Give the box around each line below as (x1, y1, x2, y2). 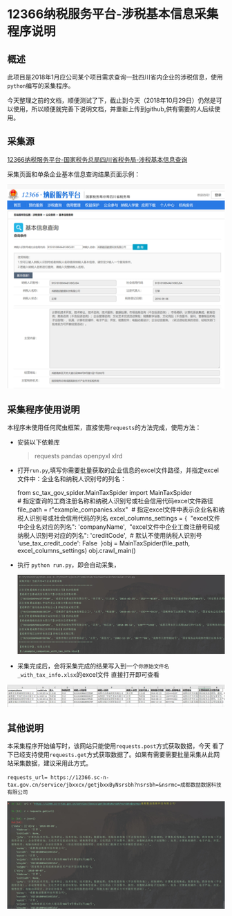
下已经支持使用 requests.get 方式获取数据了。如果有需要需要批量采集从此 (7, 751, 214, 759)
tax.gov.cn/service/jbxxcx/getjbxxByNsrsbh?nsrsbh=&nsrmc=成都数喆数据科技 (7, 782, 222, 789)
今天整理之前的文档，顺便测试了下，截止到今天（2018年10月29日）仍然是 (7, 96, 216, 104)
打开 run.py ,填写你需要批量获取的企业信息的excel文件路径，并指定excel (17, 466, 220, 474)
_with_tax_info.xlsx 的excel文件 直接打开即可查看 (17, 671, 160, 679)
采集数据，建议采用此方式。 (12, 759, 92, 767)
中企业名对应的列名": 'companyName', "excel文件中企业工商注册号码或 (17, 523, 220, 531)
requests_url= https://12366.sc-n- (7, 774, 110, 781)
